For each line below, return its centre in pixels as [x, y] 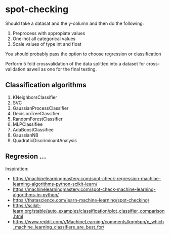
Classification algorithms [46, 85]
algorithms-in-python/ [36, 194]
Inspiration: [17, 169]
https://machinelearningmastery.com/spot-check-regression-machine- [87, 178]
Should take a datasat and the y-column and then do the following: [75, 23]
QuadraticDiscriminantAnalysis [45, 140]
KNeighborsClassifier [35, 97]
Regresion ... [26, 157]
